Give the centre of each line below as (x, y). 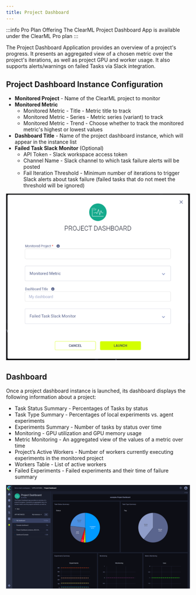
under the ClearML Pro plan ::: (42, 36)
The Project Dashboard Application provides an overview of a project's (91, 47)
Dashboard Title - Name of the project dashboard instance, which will (99, 136)
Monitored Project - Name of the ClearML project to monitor (87, 98)
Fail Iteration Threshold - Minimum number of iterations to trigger (101, 173)
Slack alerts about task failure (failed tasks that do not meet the (99, 179)
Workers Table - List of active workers (60, 464)
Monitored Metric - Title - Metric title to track (77, 111)
